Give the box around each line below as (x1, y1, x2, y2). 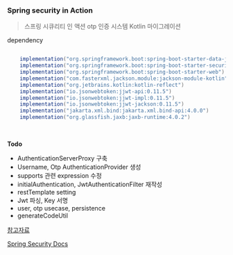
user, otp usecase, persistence (17, 204, 106, 213)
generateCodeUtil (17, 211, 68, 220)
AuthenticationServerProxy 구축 (17, 154, 107, 163)
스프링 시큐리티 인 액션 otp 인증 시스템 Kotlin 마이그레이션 (24, 22, 182, 31)
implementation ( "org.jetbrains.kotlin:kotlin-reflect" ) (19, 81, 185, 88)
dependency (7, 36, 44, 44)
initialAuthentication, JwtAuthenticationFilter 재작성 (17, 180, 163, 189)
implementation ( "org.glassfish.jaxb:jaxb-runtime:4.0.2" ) (19, 114, 191, 121)
